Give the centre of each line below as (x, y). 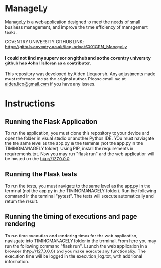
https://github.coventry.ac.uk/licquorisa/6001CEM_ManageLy (66, 47)
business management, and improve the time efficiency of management (77, 27)
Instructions (30, 103)
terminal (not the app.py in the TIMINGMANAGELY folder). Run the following (81, 191)
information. (17, 261)
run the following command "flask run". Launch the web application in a (76, 246)
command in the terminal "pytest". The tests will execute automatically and (79, 196)
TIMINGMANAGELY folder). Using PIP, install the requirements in (69, 149)
